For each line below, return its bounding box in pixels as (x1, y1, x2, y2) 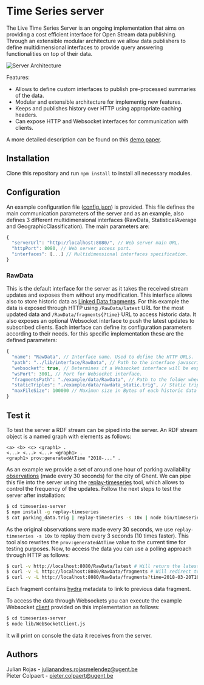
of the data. (15, 92, 44, 99)
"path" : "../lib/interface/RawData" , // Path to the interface (12, 359, 175, 365)
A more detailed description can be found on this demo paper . (6, 135, 162, 143)
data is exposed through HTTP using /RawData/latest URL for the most (6, 305, 184, 312)
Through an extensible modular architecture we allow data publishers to (6, 37, 186, 44)
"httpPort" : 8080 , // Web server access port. (12, 246, 132, 252)
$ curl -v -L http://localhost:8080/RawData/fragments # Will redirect (6, 569, 191, 575)
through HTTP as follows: (6, 551, 70, 559)
